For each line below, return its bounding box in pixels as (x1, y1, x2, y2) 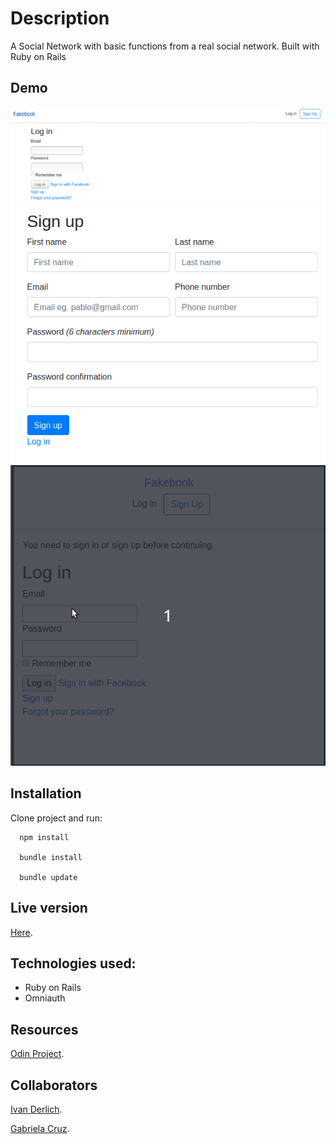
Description (10, 7, 110, 30)
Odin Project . (10, 1048, 65, 1060)
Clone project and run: (10, 812, 103, 824)
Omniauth (24, 992, 66, 1004)
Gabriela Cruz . (10, 1123, 70, 1134)
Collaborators (10, 1077, 98, 1094)
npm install (19, 832, 70, 842)
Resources (10, 1021, 79, 1038)
